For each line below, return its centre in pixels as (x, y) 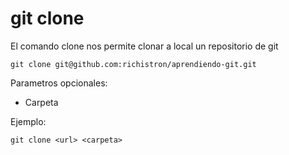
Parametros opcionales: (59, 83)
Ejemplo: (28, 121)
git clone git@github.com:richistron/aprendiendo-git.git (133, 64)
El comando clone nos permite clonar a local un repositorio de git (144, 46)
